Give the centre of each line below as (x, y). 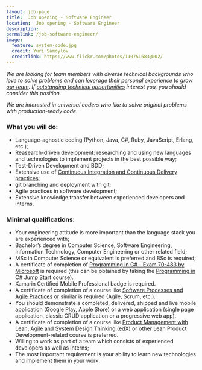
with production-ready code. (42, 111)
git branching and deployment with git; (63, 184)
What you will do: (32, 127)
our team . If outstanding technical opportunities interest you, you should (96, 86)
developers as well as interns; (52, 348)
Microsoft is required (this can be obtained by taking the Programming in (105, 271)
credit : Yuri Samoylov (40, 51)
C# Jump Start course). (44, 277)
